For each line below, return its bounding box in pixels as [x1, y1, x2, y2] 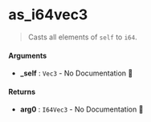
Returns [8, 87, 36, 96]
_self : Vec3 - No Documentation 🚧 [19, 68, 133, 78]
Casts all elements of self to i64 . [27, 32, 138, 42]
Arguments [8, 51, 47, 60]
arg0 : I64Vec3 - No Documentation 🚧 [19, 104, 144, 114]
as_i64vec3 [8, 6, 88, 24]
